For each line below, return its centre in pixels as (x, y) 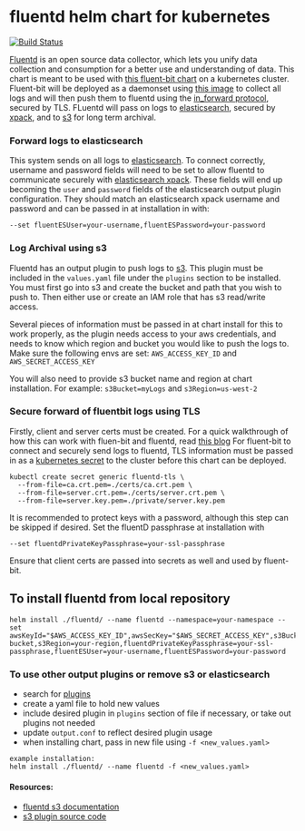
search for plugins (56, 694)
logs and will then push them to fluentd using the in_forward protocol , (139, 98)
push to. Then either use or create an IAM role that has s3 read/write (138, 297)
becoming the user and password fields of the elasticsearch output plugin (145, 190)
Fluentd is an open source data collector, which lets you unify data (133, 59)
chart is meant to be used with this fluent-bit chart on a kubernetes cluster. (149, 78)
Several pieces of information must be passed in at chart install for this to (146, 324)
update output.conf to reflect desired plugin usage (118, 732)
